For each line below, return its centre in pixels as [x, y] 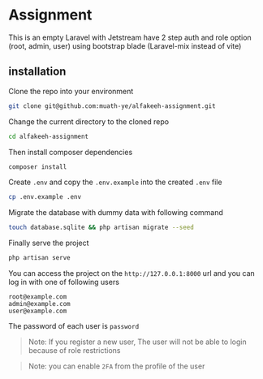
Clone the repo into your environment [71, 91]
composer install [38, 167]
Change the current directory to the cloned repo [88, 121]
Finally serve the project [49, 243]
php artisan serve [39, 258]
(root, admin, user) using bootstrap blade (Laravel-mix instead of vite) [125, 45]
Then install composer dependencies [71, 152]
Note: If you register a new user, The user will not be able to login [137, 342]
